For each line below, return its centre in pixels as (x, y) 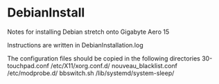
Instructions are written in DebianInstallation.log (75, 45)
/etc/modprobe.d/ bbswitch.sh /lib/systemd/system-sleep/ (91, 73)
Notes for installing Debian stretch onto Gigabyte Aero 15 (88, 32)
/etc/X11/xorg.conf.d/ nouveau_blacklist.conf (114, 65)
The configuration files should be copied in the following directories (104, 58)
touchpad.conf (28, 65)
